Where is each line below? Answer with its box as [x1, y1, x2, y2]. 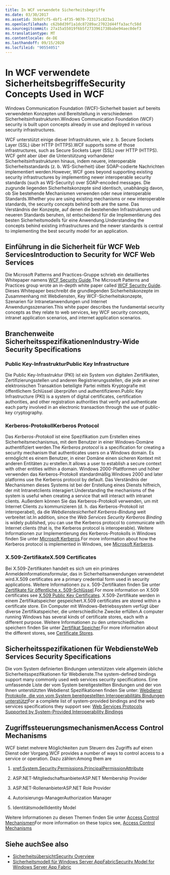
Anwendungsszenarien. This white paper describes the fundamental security [5, 304, 164, 310]
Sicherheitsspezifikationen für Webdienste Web [5, 645, 158, 653]
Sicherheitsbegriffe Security [5, 77, 125, 89]
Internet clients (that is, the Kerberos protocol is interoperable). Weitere [5, 525, 154, 531]
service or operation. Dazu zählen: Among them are [5, 756, 112, 762]
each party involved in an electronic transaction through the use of [5, 404, 144, 410]
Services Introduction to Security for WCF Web [5, 250, 155, 259]
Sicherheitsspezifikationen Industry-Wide [5, 337, 140, 346]
